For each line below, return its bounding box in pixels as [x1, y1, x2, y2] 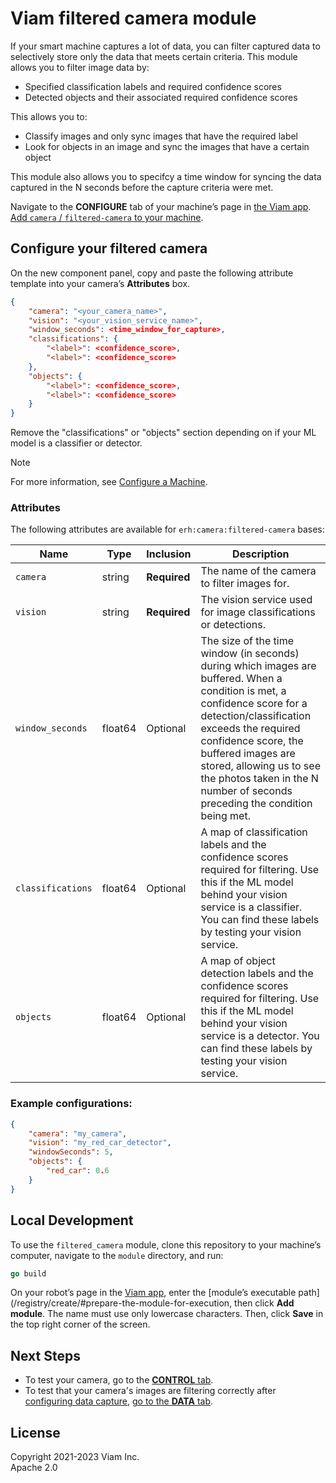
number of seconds [200, 784, 293, 798]
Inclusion [146, 547, 192, 561]
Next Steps [10, 1347, 81, 1364]
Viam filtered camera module [10, 7, 257, 30]
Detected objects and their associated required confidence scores [24, 91, 298, 103]
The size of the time [200, 634, 295, 648]
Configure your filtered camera [10, 240, 208, 257]
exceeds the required [200, 722, 301, 736]
